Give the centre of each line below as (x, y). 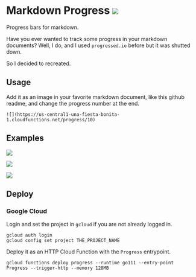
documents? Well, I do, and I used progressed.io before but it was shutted (98, 45)
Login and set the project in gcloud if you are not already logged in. (89, 224)
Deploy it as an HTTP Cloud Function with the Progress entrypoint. (88, 252)
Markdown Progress (58, 11)
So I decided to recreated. (39, 63)
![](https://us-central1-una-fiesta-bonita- (63, 114)
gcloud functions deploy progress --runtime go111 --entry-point (90, 263)
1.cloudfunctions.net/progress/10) (51, 119)
